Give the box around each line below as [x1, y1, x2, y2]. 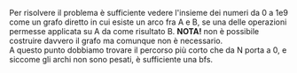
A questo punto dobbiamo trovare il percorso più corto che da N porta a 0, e [9, 45, 287, 55]
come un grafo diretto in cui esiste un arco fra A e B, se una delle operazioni [9, 17, 287, 27]
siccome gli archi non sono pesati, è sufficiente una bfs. [9, 55, 214, 64]
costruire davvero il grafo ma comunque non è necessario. [9, 35, 223, 46]
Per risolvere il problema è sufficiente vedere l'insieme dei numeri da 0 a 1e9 [9, 8, 288, 18]
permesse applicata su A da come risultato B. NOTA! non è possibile [9, 26, 260, 36]
